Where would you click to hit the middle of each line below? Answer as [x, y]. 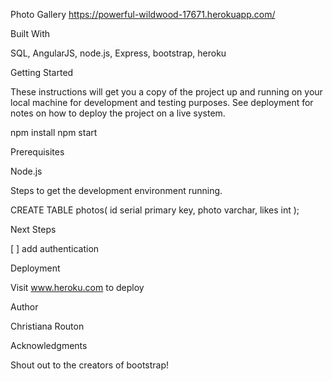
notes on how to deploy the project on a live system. [118, 113]
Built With [30, 33]
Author [24, 307]
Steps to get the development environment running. [116, 190]
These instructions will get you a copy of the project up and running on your [166, 92]
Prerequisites [37, 152]
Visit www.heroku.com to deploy [77, 287]
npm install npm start [54, 132]
